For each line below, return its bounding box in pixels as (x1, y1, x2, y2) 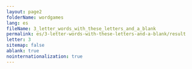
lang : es (6, 20, 29, 26)
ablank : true (6, 48, 39, 54)
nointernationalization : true (6, 53, 83, 59)
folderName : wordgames (6, 14, 64, 20)
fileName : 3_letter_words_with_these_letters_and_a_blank (6, 25, 156, 32)
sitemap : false (6, 43, 45, 49)
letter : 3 (6, 37, 32, 43)
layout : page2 (6, 8, 43, 15)
